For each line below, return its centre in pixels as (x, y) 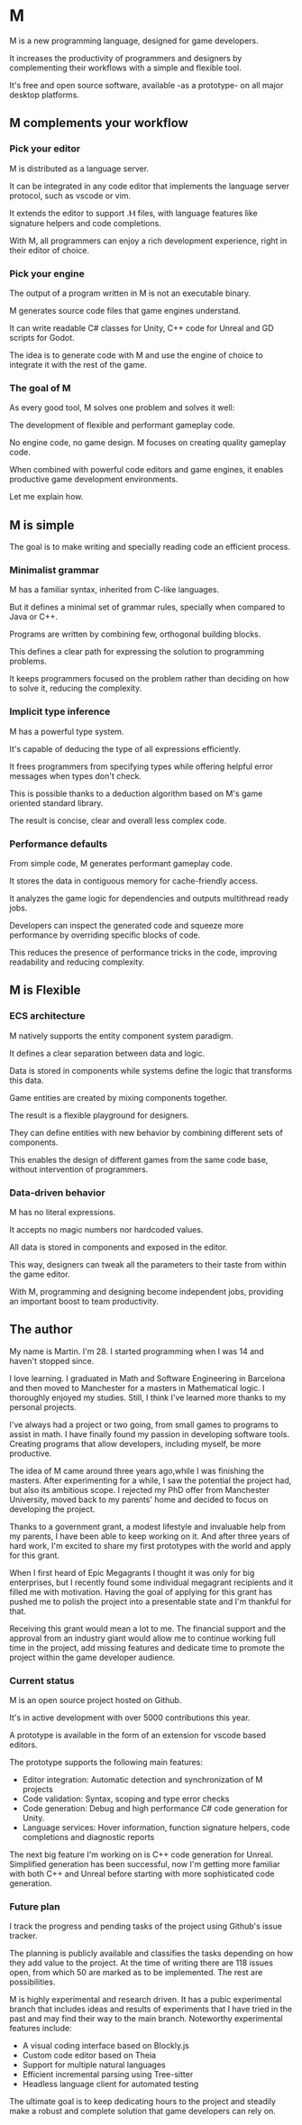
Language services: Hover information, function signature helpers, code (156, 1827)
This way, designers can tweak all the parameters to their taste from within (148, 1264)
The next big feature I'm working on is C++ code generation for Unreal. (142, 1855)
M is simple (42, 525)
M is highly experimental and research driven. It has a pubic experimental (146, 2000)
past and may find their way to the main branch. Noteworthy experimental (146, 2019)
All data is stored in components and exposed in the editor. (119, 1247)
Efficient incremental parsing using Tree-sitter (108, 2075)
